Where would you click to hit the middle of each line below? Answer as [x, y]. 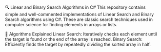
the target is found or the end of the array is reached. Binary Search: [74, 39]
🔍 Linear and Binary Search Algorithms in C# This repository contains [75, 7]
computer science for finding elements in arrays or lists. [61, 25]
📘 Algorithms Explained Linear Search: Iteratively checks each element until [81, 34]
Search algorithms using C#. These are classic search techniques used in [79, 19]
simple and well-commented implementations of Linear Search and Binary [80, 14]
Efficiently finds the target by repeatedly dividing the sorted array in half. [78, 44]
